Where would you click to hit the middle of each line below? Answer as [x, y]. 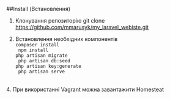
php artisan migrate [41, 56]
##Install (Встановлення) [39, 9]
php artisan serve [42, 71]
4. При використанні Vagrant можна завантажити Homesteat [85, 89]
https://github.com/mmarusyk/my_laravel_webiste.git [82, 27]
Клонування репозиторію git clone [60, 20]
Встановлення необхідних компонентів [66, 39]
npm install [33, 50]
